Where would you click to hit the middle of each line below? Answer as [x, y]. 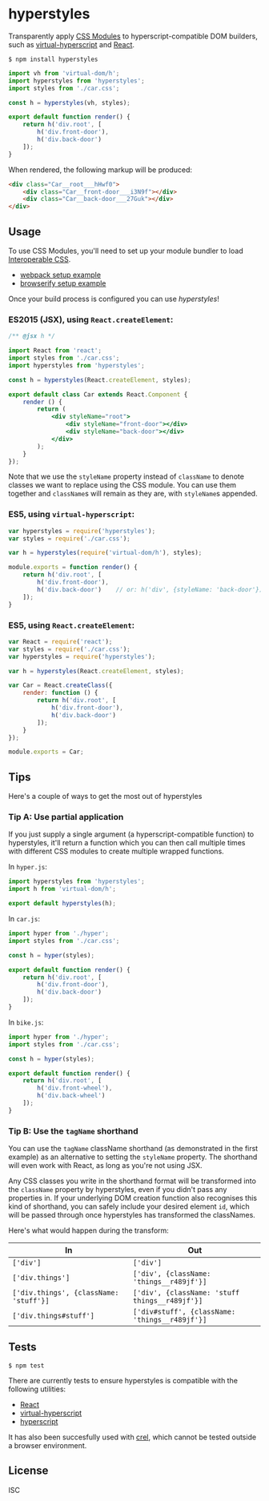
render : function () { [60, 693]
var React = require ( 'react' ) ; [60, 641]
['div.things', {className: [66, 1293]
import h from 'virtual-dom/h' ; [62, 889]
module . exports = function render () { [73, 568]
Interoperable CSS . [40, 259]
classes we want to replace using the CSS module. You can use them [122, 485]
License [28, 1471]
